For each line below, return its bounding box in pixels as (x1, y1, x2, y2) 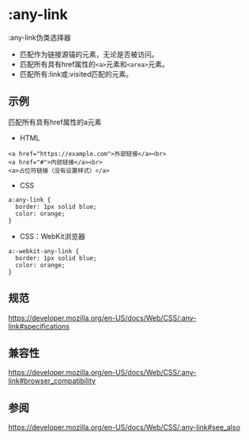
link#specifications (8, 321, 70, 331)
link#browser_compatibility (8, 376, 96, 385)
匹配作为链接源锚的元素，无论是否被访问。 (19, 49, 159, 59)
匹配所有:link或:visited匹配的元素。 (19, 69, 133, 78)
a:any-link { (8, 195, 51, 203)
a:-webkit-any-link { (8, 247, 80, 255)
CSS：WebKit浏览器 (19, 231, 85, 241)
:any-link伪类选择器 (8, 32, 71, 42)
